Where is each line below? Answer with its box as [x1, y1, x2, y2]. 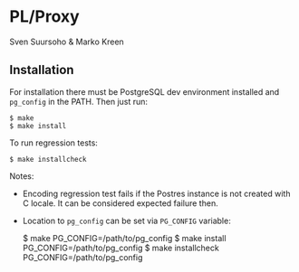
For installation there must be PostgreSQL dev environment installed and [9, 86, 280, 97]
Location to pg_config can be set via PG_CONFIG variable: [22, 215, 231, 226]
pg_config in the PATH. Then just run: [9, 96, 148, 107]
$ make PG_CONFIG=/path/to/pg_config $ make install [22, 232, 227, 243]
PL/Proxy [9, 6, 80, 27]
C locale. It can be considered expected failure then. [22, 197, 219, 209]
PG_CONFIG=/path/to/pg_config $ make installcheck [22, 242, 219, 253]
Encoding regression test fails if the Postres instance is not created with [22, 188, 291, 199]
